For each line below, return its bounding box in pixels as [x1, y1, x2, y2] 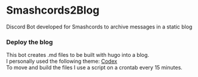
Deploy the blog [6, 38, 53, 46]
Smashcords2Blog [6, 4, 100, 17]
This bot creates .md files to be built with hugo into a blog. [6, 52, 150, 59]
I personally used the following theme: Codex [6, 57, 117, 65]
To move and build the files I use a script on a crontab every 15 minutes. [6, 64, 183, 71]
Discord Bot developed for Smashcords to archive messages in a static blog [6, 23, 193, 30]
